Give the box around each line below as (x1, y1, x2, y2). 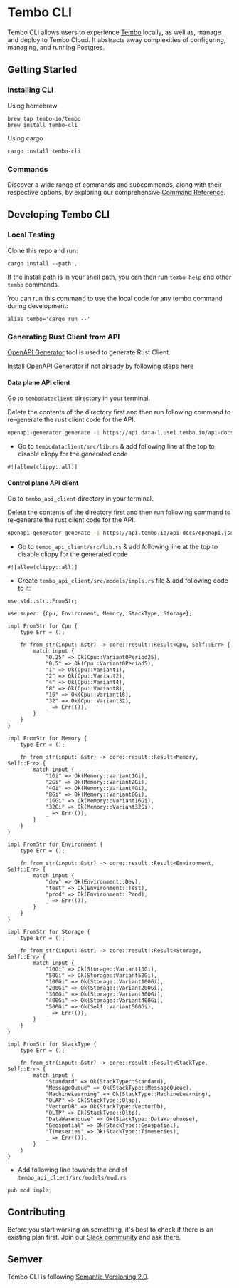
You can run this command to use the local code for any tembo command (7, 294, 223, 302)
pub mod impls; (7, 1187, 53, 1195)
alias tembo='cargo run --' (7, 315, 91, 322)
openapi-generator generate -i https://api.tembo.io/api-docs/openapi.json (7, 529, 237, 537)
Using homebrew (7, 101, 58, 110)
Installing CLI (7, 85, 54, 95)
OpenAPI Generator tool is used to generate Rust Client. (7, 347, 171, 357)
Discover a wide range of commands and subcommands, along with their (7, 180, 222, 189)
